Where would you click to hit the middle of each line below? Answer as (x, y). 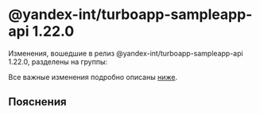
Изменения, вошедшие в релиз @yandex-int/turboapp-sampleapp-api (126, 53)
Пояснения (37, 102)
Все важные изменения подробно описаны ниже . (93, 77)
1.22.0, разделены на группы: (58, 62)
